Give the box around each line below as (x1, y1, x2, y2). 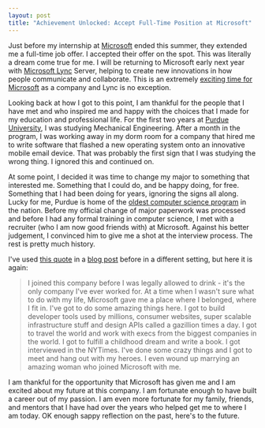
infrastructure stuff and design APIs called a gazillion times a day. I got (27, 320, 257, 329)
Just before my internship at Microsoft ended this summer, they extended (8, 40, 248, 50)
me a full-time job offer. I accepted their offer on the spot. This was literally (8, 49, 252, 58)
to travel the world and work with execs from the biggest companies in (27, 329, 257, 338)
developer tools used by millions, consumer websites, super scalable (27, 311, 252, 321)
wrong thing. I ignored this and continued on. (8, 156, 155, 166)
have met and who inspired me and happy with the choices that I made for (8, 106, 250, 115)
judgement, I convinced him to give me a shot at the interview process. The (8, 231, 253, 240)
